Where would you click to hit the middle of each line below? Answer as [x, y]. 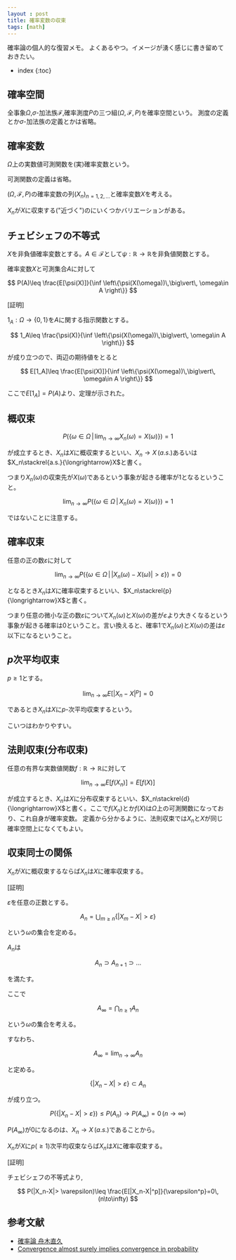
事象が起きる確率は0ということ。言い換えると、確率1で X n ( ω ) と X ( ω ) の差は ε [116, 626]
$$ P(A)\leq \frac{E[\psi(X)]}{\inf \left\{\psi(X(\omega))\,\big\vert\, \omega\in [118, 283]
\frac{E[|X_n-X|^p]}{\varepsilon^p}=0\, [163, 1191]
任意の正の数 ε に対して [40, 560]
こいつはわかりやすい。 [41, 726]
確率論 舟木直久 [40, 1241]
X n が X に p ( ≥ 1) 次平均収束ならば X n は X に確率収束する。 [87, 1147]
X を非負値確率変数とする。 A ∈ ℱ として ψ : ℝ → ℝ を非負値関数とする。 [110, 254]
